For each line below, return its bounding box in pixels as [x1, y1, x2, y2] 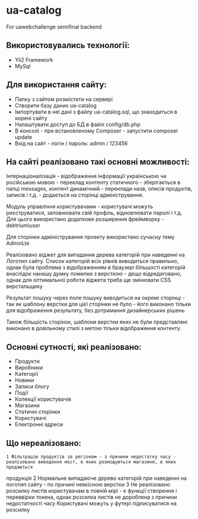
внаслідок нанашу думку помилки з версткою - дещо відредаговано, [6, 270, 182, 277]
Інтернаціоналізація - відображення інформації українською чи [6, 173, 167, 180]
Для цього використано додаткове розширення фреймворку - [6, 216, 164, 223]
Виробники [14, 364, 43, 371]
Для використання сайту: [6, 80, 107, 90]
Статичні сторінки [14, 408, 60, 416]
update [14, 133, 33, 140]
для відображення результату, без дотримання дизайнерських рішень [6, 307, 185, 314]
